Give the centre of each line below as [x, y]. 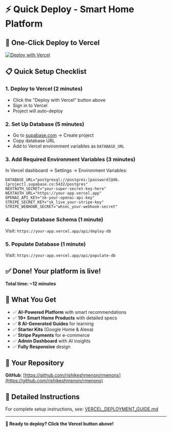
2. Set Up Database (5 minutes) [45, 124]
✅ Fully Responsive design [41, 347]
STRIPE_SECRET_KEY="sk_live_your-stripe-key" [55, 202]
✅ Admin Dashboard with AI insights [51, 341]
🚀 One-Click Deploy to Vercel [52, 43]
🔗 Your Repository [35, 363]
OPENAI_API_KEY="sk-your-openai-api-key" [50, 198]
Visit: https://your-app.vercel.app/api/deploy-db [58, 231]
